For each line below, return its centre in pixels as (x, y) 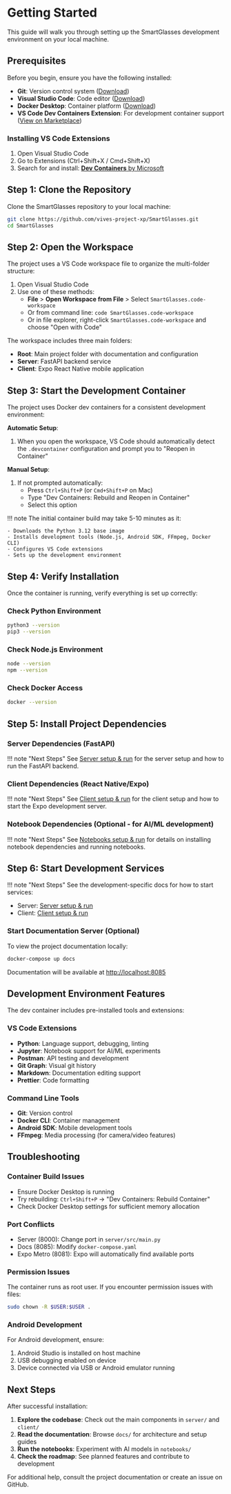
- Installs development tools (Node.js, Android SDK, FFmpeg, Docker (109, 537)
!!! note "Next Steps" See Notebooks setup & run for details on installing (109, 839)
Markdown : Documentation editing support (79, 1073)
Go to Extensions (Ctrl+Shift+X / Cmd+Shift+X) (83, 161)
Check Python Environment (54, 611)
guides (27, 1442)
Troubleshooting (44, 1157)
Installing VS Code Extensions (59, 138)
